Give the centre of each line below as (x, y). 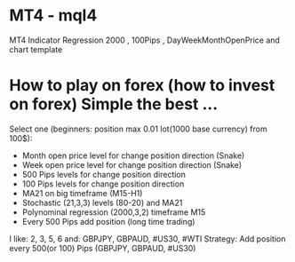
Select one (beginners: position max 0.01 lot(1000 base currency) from (139, 129)
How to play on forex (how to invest (142, 86)
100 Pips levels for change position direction (103, 184)
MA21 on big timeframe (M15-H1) (82, 193)
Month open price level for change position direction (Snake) (133, 155)
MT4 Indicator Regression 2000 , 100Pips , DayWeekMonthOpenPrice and (144, 40)
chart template (36, 49)
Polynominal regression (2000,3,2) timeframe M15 (114, 212)
